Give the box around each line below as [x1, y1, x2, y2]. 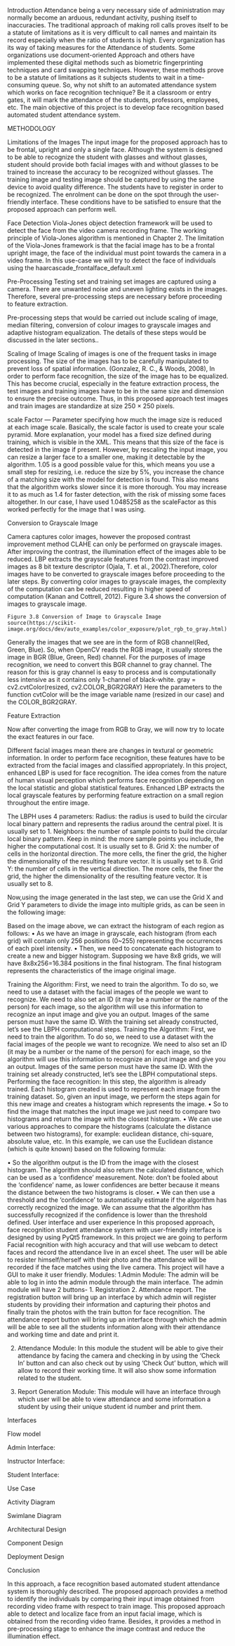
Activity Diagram [7, 1498, 55, 1506]
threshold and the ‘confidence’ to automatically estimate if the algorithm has [7, 1196, 227, 1204]
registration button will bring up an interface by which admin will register [7, 1293, 217, 1301]
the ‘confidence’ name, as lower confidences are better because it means [7, 1181, 220, 1189]
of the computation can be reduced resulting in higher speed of [7, 585, 191, 593]
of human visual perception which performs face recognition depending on [7, 776, 224, 784]
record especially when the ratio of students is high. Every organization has [7, 36, 226, 44]
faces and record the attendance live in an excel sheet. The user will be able [7, 1248, 228, 1256]
